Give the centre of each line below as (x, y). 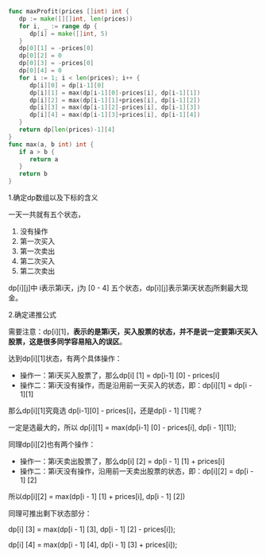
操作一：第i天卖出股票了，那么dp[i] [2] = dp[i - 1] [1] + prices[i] (122, 461)
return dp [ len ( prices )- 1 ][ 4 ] (67, 130)
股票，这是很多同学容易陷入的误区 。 (67, 341)
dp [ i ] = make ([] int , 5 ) (69, 33)
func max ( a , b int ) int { (51, 144)
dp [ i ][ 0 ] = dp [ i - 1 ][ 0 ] (67, 85)
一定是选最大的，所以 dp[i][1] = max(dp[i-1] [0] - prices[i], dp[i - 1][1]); (122, 427)
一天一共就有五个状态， (46, 214)
